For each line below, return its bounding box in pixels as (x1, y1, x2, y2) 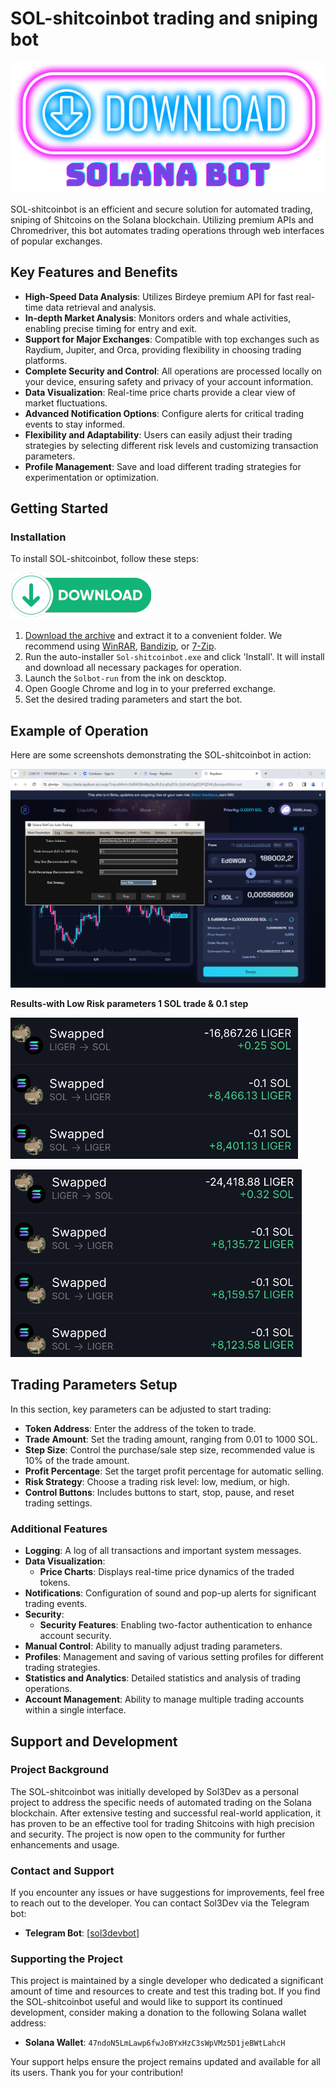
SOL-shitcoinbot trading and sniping (10, 7, 319, 30)
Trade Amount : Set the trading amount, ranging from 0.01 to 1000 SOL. (24, 1433, 318, 1445)
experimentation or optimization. (24, 471, 160, 483)
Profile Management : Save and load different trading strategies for (24, 460, 302, 472)
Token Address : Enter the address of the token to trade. (24, 1422, 257, 1434)
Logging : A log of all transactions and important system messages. (24, 1545, 302, 1557)
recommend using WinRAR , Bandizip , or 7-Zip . (24, 640, 217, 652)
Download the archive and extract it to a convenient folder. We (24, 630, 283, 642)
